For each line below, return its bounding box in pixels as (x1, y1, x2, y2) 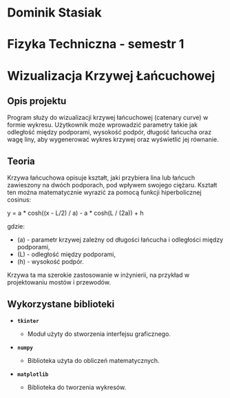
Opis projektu (7, 95, 67, 107)
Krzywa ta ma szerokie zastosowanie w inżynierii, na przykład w (7, 271, 190, 280)
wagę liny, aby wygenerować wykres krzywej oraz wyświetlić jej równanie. (7, 136, 219, 144)
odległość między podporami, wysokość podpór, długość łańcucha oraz (7, 128, 212, 136)
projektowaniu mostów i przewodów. (7, 278, 112, 286)
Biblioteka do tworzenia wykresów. (27, 384, 126, 391)
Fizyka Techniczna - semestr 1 (7, 36, 185, 52)
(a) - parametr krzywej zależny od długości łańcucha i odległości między (17, 235, 224, 244)
